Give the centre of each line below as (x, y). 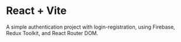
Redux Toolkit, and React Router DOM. (52, 33)
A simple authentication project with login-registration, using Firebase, (90, 27)
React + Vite (36, 11)
